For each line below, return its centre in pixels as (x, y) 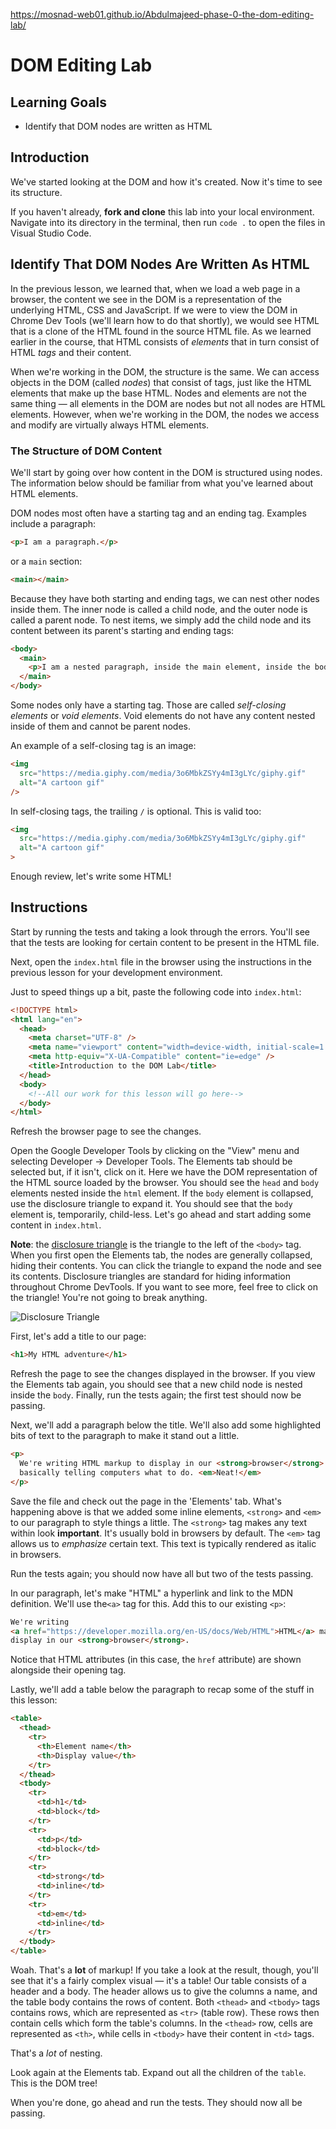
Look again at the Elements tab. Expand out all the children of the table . (158, 2073)
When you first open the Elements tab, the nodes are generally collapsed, (161, 1255)
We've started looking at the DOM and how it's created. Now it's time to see (166, 181)
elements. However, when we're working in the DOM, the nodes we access (165, 414)
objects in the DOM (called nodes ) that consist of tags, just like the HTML (161, 382)
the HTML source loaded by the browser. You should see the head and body (165, 1183)
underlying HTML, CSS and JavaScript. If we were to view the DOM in (154, 310)
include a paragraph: (53, 523)
